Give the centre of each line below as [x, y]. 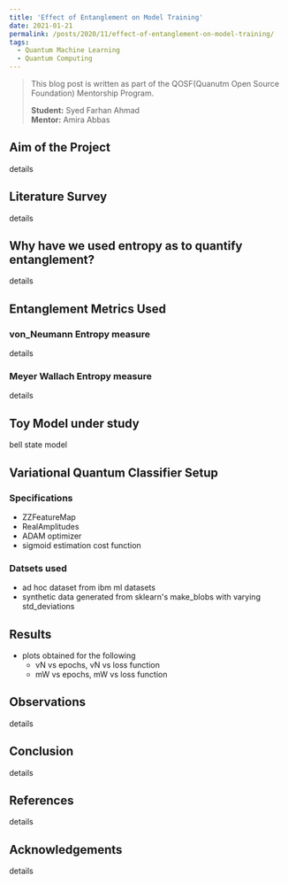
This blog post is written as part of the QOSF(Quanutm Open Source [155, 84]
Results [30, 634]
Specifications [41, 498]
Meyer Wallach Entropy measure [80, 376]
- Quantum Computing [55, 58]
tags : [19, 42]
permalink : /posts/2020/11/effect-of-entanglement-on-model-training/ [142, 34]
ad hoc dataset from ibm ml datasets [89, 588]
